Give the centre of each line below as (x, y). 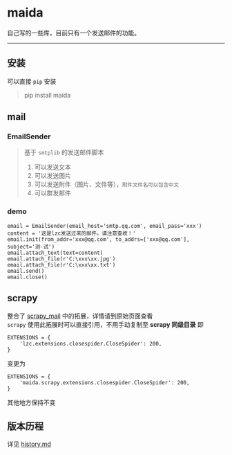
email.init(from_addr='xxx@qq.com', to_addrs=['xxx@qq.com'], (98, 239)
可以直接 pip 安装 (32, 81)
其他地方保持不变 (31, 402)
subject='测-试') (31, 247)
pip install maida (47, 95)
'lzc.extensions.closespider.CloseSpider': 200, (91, 344)
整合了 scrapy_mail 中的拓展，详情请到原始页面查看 (80, 316)
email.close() (28, 277)
